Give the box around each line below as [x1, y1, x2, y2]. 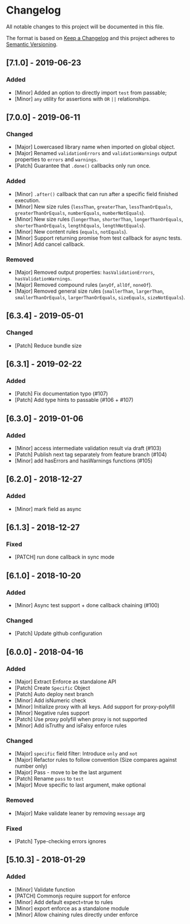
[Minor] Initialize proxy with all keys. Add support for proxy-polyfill [14, 703, 175, 710]
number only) [14, 762, 48, 770]
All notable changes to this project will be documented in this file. [6, 23, 165, 30]
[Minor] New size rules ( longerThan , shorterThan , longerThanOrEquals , [14, 215, 184, 222]
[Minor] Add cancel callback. [14, 240, 85, 248]
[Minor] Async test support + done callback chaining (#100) [14, 602, 160, 609]
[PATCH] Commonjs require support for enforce [14, 892, 131, 899]
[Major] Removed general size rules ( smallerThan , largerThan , [14, 287, 165, 294]
